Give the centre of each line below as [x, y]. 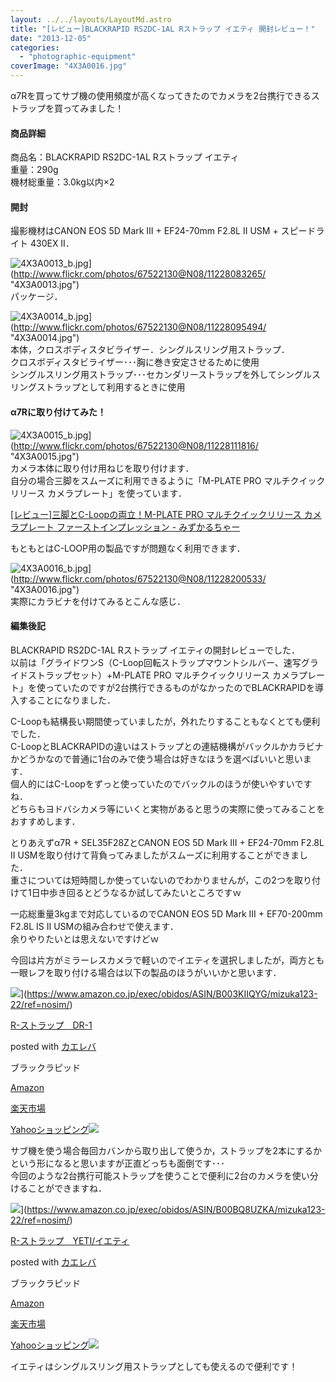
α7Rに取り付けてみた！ [58, 412]
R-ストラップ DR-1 [51, 1025]
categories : [35, 47]
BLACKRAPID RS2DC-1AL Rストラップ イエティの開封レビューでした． [155, 650]
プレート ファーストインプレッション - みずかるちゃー [129, 527]
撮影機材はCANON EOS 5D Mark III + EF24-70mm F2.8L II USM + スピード [163, 231]
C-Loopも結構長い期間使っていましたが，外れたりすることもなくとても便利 [165, 721]
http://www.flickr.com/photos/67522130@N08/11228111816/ [136, 445]
